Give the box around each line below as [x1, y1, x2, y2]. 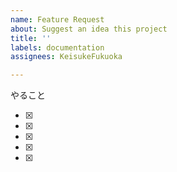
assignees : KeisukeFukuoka [10, 52, 123, 62]
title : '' [10, 33, 52, 43]
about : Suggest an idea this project [10, 24, 168, 34]
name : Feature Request [10, 14, 105, 25]
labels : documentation [10, 42, 105, 53]
